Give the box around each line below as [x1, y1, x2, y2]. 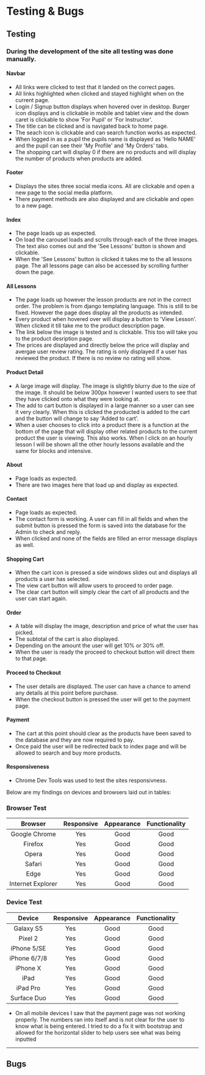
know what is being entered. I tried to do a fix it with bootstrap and [15, 1022, 182, 1030]
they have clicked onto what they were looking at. [15, 395, 140, 402]
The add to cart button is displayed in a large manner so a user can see [15, 402, 195, 409]
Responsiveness [6, 763, 50, 770]
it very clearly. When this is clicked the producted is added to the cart [15, 408, 190, 415]
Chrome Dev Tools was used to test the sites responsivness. [15, 777, 168, 784]
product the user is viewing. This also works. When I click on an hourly [15, 434, 193, 441]
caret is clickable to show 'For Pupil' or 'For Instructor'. [15, 116, 153, 123]
